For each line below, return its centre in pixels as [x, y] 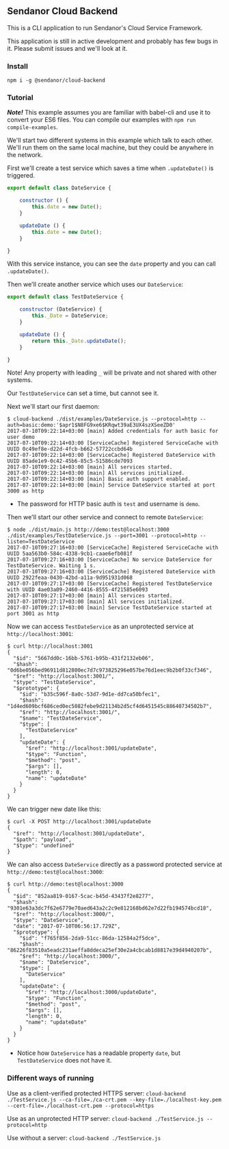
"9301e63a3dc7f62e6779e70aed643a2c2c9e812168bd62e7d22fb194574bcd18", [110, 908]
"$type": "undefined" [44, 846]
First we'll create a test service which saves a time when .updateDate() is [110, 168]
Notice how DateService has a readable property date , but [99, 1053]
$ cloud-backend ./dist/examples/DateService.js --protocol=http [102, 419]
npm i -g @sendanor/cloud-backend [56, 81]
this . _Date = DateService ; [70, 316]
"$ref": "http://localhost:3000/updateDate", [91, 993]
